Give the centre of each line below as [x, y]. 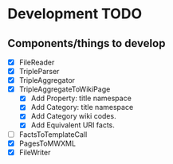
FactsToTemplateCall [53, 134]
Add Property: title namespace [81, 98]
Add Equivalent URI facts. [73, 125]
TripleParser [39, 72]
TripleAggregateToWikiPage [65, 89]
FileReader [37, 62]
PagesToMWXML [47, 143]
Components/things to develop [86, 43]
